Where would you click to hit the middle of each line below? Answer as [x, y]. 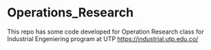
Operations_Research [70, 13]
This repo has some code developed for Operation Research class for [105, 32]
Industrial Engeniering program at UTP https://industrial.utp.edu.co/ [103, 38]
